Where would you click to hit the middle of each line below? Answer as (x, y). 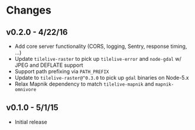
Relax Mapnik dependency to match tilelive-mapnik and (84, 84)
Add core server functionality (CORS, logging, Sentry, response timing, (101, 46)
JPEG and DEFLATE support (49, 65)
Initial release (31, 122)
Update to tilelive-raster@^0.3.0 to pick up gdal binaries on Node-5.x (102, 78)
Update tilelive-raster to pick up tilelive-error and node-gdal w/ (98, 59)
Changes (29, 10)
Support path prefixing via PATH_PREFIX (62, 71)
